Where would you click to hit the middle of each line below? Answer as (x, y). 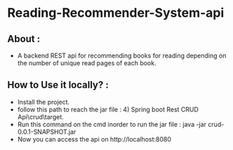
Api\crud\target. (41, 116)
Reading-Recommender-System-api (116, 13)
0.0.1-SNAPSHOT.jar (47, 132)
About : (24, 39)
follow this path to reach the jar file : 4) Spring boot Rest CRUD (108, 109)
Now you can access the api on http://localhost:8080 (94, 139)
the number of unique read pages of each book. (87, 63)
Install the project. (44, 102)
